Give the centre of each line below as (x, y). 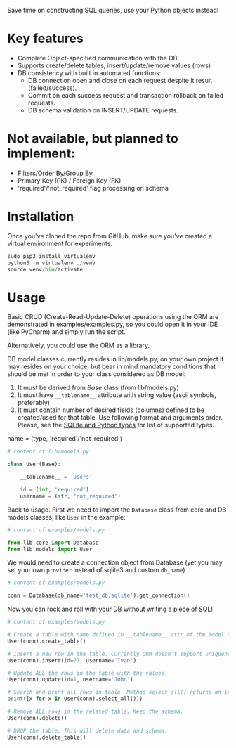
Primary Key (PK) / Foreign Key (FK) (69, 180)
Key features (46, 39)
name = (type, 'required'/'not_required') (65, 439)
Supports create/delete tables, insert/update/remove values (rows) (114, 65)
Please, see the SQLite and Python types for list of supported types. (116, 425)
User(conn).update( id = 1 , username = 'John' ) (70, 680)
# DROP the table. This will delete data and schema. (88, 730)
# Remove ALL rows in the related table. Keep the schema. (96, 711)
